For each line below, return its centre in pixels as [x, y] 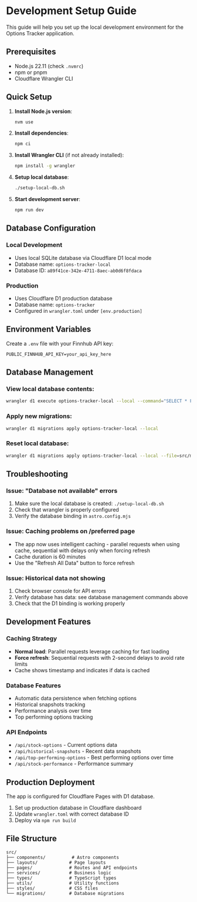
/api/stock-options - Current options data [66, 745]
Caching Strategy [32, 639]
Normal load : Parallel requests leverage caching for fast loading [92, 652]
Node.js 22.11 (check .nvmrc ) [49, 66]
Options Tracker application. [40, 33]
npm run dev [29, 210]
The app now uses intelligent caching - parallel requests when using [97, 544]
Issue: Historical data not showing [56, 578]
